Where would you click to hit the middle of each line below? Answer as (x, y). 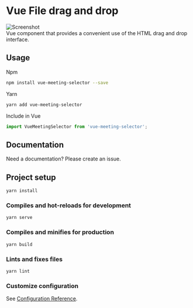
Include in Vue (23, 116)
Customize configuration (42, 286)
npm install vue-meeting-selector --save (57, 83)
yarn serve (19, 218)
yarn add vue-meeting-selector (44, 105)
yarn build (19, 244)
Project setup (31, 177)
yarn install (22, 191)
